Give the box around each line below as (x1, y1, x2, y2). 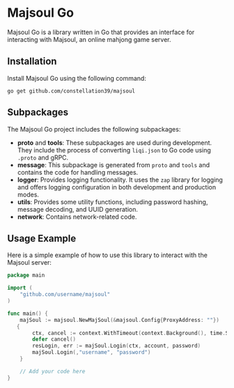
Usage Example (7, 232, 77, 245)
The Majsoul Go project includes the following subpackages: (7, 125, 181, 133)
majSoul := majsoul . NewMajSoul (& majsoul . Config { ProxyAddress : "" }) (19, 316, 219, 323)
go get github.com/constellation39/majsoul (7, 87, 136, 95)
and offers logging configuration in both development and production (17, 183, 217, 191)
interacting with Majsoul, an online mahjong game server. (7, 35, 172, 43)
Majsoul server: (7, 258, 52, 267)
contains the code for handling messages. (17, 168, 139, 176)
